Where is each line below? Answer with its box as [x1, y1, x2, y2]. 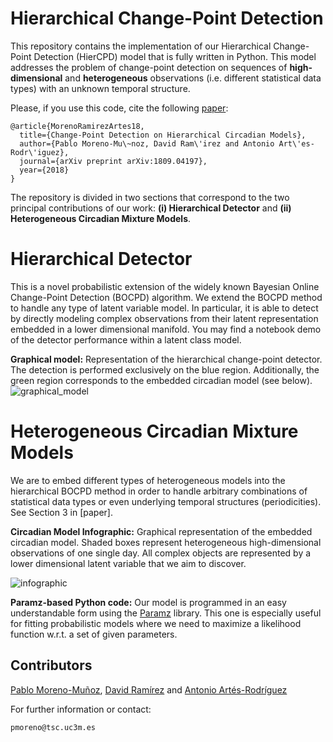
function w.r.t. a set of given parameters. [10, 628, 178, 640]
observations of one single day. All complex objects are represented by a [10, 547, 312, 559]
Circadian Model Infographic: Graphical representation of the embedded [10, 525, 313, 537]
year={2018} [19, 165, 70, 175]
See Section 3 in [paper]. [10, 506, 113, 518]
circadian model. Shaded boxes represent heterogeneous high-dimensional [10, 536, 322, 548]
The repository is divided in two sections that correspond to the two [10, 191, 290, 203]
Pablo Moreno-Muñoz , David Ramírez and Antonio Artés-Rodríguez [10, 683, 288, 696]
